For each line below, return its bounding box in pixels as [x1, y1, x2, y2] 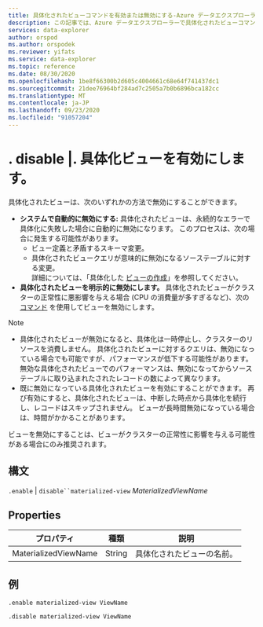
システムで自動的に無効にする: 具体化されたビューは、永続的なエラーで [19, 214, 251, 223]
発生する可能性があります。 [33, 233, 123, 243]
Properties [8, 508, 61, 522]
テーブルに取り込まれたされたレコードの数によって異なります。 [19, 373, 225, 383]
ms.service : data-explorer [8, 56, 97, 64]
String [104, 548, 128, 559]
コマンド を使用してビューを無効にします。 [19, 302, 159, 311]
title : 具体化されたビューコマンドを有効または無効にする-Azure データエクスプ [8, 11, 239, 20]
